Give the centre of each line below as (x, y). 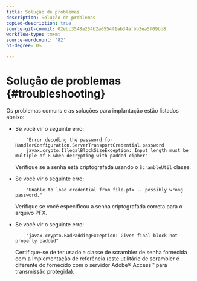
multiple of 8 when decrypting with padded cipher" (81, 156)
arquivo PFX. (31, 213)
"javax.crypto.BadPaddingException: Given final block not (102, 236)
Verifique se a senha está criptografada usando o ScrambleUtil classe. (103, 167)
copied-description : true (39, 23)
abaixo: (15, 117)
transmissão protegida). (44, 271)
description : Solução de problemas (51, 18)
